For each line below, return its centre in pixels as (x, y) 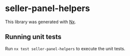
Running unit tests (33, 37)
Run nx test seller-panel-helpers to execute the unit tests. (65, 48)
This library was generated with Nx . (41, 22)
